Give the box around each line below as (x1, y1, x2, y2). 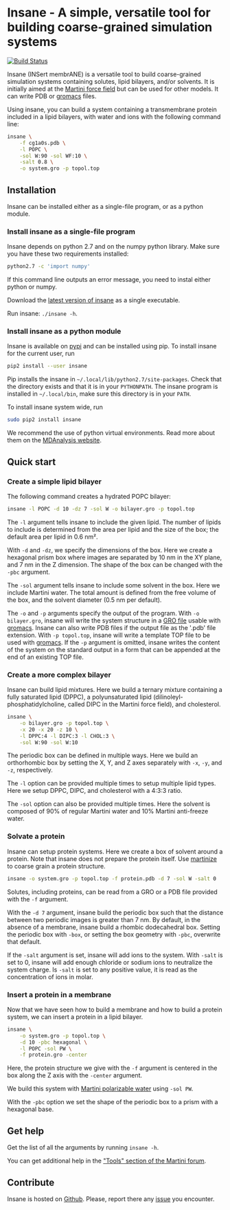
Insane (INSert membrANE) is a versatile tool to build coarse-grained (7, 70, 201, 78)
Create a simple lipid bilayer (7, 476, 102, 486)
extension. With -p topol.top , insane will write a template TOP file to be (7, 631, 211, 639)
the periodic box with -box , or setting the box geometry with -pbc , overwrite (7, 930, 221, 939)
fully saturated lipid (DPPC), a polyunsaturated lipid (7, 693, 152, 702)
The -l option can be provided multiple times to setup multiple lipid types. (7, 779, 216, 787)
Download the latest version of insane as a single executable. (7, 296, 181, 304)
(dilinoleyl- (153, 693, 183, 702)
